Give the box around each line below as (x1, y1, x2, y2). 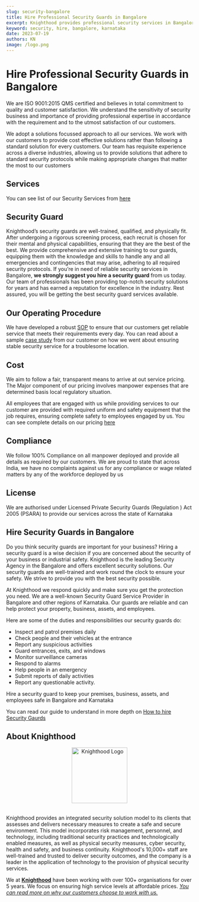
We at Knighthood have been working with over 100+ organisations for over (6, 876, 192, 884)
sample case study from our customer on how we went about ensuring (6, 336, 179, 343)
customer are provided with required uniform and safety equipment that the (6, 406, 191, 414)
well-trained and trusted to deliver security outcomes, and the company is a (6, 852, 191, 859)
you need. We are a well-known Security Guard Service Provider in (6, 592, 169, 600)
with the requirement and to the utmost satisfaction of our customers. (6, 118, 176, 125)
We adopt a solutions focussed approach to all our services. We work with (6, 130, 188, 137)
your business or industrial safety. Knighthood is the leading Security (6, 556, 175, 563)
